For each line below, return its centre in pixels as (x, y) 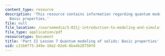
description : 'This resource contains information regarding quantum (78, 14)
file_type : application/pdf (34, 32)
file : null (16, 23)
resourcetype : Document (29, 37)
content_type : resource (29, 9)
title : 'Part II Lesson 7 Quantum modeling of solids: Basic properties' (82, 41)
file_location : (21, 28)
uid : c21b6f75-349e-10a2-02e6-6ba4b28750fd (50, 46)
